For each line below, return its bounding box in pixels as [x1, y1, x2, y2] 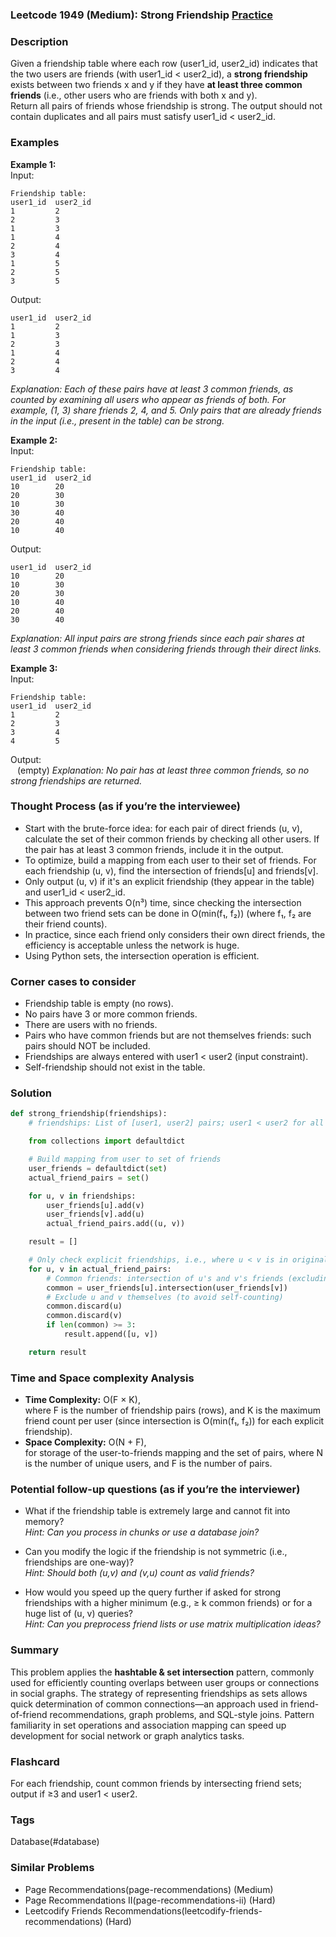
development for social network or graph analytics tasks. [10, 1729, 245, 1742]
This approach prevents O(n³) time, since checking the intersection [24, 896, 302, 908]
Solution [10, 1086, 53, 1100]
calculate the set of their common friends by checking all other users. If [24, 833, 320, 845]
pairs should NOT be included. [24, 1040, 151, 1052]
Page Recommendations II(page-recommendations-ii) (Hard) [24, 1894, 276, 1906]
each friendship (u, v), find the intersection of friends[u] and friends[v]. [24, 864, 319, 877]
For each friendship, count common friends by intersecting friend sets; [10, 1777, 303, 1789]
